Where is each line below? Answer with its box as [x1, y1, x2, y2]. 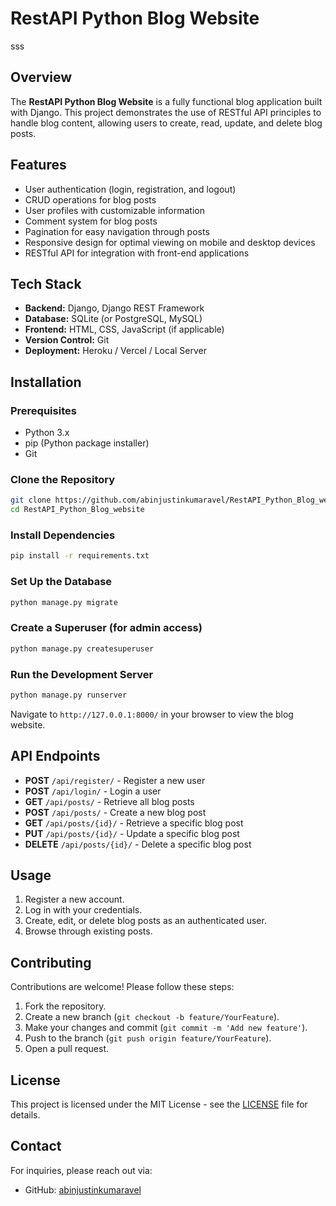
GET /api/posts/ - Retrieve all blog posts [24, 795, 195, 807]
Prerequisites [10, 403, 77, 417]
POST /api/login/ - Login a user [24, 785, 162, 797]
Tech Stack [10, 275, 82, 292]
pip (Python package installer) [24, 437, 150, 449]
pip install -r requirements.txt [10, 551, 150, 561]
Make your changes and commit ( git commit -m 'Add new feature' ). [24, 1022, 308, 1034]
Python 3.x [24, 427, 70, 439]
